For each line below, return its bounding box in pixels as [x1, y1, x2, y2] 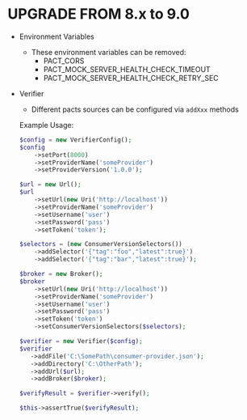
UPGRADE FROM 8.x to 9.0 [7, 5, 190, 23]
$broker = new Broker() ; [19, 270, 103, 278]
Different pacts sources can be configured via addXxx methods [31, 104, 239, 114]
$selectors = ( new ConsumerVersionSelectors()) [19, 240, 182, 248]
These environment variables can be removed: [31, 47, 186, 57]
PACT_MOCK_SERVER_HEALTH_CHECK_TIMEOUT [43, 64, 211, 74]
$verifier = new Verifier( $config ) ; [19, 337, 143, 346]
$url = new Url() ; [19, 180, 82, 189]
